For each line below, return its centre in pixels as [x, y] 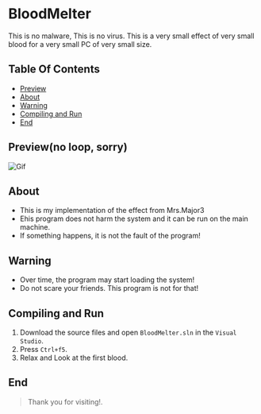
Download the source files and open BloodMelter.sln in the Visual [128, 332]
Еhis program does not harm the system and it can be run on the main [134, 219]
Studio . [31, 341]
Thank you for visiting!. [65, 401]
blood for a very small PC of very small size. [80, 44]
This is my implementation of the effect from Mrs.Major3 [112, 211]
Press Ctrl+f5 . [43, 349]
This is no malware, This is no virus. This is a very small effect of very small [131, 36]
